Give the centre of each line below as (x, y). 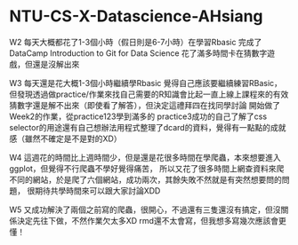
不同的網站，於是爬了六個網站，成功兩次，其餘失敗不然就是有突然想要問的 (145, 179)
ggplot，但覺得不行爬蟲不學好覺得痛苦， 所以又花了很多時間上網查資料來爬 (147, 168)
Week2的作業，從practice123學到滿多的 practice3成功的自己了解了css (138, 116)
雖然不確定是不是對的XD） (73, 138)
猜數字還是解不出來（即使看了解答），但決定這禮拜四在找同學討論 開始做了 (145, 105)
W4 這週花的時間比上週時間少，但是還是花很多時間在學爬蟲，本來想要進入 (145, 157)
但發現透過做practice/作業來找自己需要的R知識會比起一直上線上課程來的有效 (149, 94)
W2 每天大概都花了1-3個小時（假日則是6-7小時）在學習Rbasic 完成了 (136, 42)
